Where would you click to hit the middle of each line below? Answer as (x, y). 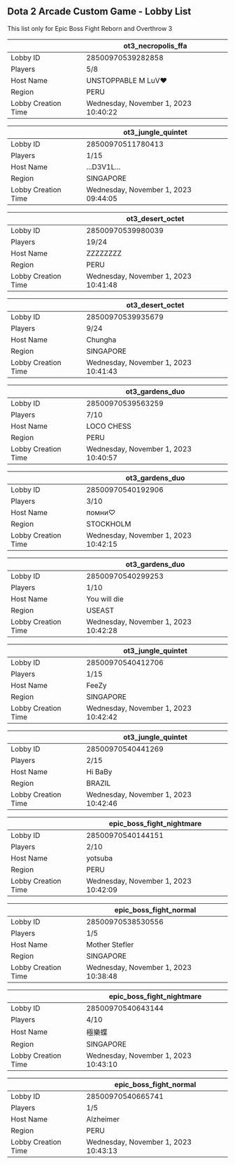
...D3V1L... (104, 166)
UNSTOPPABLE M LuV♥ (127, 80)
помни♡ (101, 512)
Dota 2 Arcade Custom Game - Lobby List (99, 12)
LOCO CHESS (109, 426)
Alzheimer (103, 1119)
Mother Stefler (110, 945)
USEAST (100, 610)
